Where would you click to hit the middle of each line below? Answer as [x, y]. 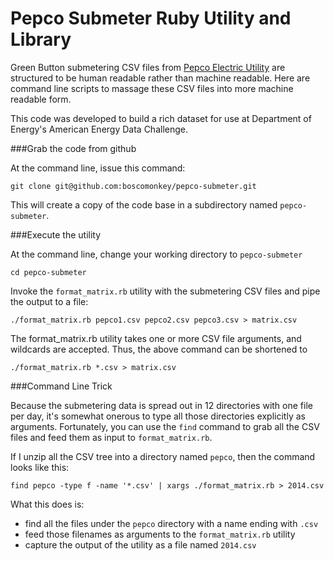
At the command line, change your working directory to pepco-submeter [156, 254]
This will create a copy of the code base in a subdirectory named [144, 204]
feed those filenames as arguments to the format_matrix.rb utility [160, 534]
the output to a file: [49, 301]
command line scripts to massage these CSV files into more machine [152, 88]
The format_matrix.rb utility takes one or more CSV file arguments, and [156, 338]
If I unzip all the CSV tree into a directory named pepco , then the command [163, 456]
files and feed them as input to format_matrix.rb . [111, 437]
